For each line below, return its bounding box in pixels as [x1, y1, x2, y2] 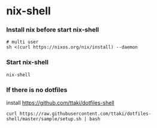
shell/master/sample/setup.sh [6, 116, 82, 122]
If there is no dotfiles [6, 86, 68, 94]
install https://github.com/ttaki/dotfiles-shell [6, 99, 115, 106]
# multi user [6, 39, 39, 45]
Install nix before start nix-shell [6, 26, 99, 34]
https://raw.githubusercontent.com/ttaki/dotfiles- [19, 111, 152, 117]
